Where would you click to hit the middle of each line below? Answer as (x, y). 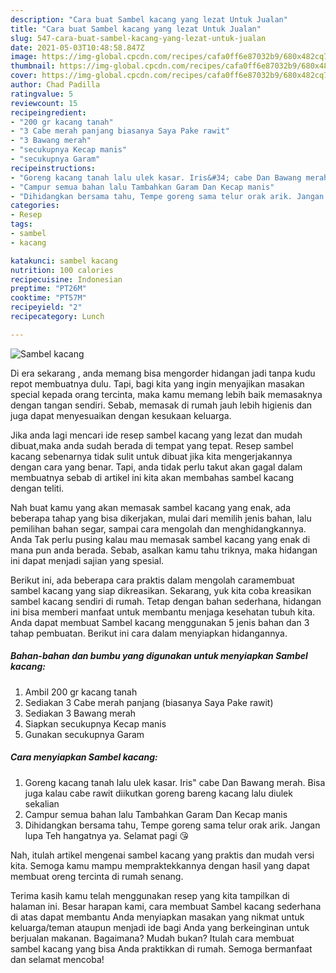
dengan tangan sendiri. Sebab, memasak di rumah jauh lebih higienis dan (161, 405)
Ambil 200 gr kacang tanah (81, 692)
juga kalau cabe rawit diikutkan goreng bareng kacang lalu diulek (158, 793)
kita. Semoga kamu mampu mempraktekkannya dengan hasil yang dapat (160, 865)
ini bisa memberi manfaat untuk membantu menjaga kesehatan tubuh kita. (163, 612)
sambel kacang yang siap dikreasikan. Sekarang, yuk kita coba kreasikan (161, 590)
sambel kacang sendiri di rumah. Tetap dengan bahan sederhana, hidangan (166, 601)
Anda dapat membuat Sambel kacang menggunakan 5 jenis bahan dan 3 (160, 622)
